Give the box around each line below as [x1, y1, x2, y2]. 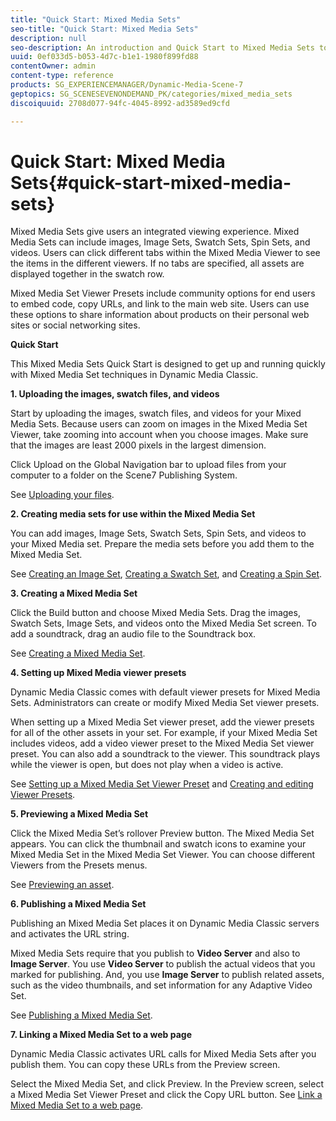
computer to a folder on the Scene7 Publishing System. [10, 469, 238, 481]
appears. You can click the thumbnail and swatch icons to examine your [10, 838, 307, 850]
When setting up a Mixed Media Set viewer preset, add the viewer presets [10, 716, 315, 728]
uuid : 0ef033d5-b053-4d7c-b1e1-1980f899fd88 [10, 52, 199, 62]
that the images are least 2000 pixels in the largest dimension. [10, 439, 267, 451]
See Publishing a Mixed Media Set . [10, 1009, 153, 1021]
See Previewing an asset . [10, 879, 115, 891]
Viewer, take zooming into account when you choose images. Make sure [10, 429, 309, 441]
